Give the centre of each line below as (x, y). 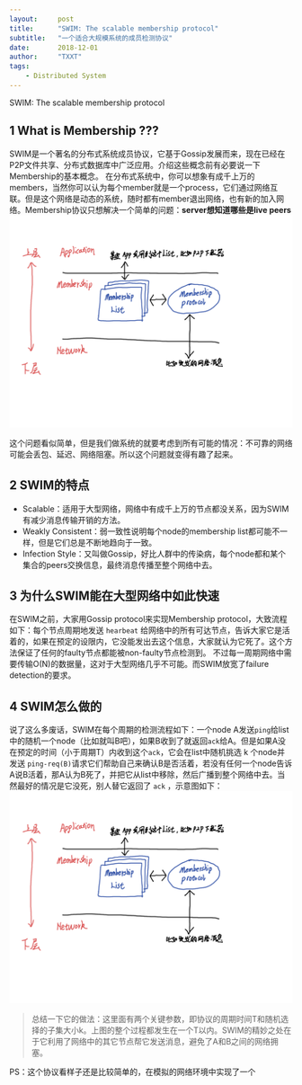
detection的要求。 (43, 675)
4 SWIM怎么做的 (56, 706)
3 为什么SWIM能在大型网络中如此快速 (115, 596)
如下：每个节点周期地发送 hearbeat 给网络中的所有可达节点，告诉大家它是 (146, 630)
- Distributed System (66, 76)
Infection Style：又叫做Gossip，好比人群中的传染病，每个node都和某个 (154, 554)
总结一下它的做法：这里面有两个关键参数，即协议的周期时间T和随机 (156, 1019)
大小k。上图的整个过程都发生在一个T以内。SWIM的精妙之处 (173, 1030)
